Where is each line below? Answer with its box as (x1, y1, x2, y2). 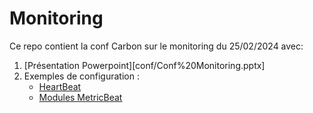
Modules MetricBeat (38, 91, 123, 103)
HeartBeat (38, 80, 82, 92)
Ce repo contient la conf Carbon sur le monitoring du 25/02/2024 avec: (9, 40, 304, 52)
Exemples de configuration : (23, 70, 140, 82)
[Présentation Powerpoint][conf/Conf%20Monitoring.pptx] (23, 59, 266, 71)
